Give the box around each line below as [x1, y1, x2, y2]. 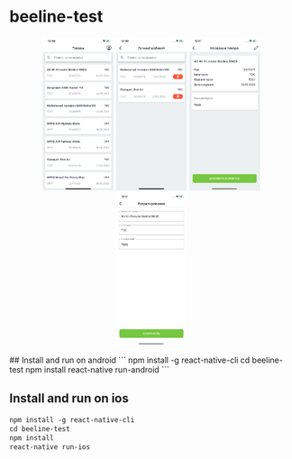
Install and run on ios [9, 390, 129, 406]
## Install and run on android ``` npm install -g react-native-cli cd [9, 354, 251, 366]
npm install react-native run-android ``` [25, 364, 169, 375]
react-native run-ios [9, 443, 91, 452]
